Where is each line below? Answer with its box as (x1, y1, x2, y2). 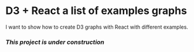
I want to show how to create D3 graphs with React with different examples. (5, 23, 189, 30)
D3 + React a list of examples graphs (5, 4, 187, 18)
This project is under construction (5, 38, 105, 46)
